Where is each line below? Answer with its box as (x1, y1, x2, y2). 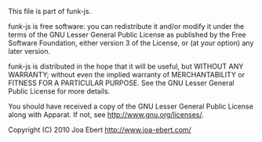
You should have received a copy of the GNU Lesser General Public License (8, 101, 253, 111)
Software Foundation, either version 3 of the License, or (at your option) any (8, 38, 254, 48)
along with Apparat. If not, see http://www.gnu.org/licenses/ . (8, 110, 204, 119)
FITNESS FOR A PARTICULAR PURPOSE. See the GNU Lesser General (8, 78, 235, 87)
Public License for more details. (8, 87, 111, 96)
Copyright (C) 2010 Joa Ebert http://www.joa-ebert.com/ (8, 125, 192, 134)
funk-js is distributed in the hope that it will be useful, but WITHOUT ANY (8, 62, 244, 71)
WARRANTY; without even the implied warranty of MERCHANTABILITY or (8, 70, 246, 79)
